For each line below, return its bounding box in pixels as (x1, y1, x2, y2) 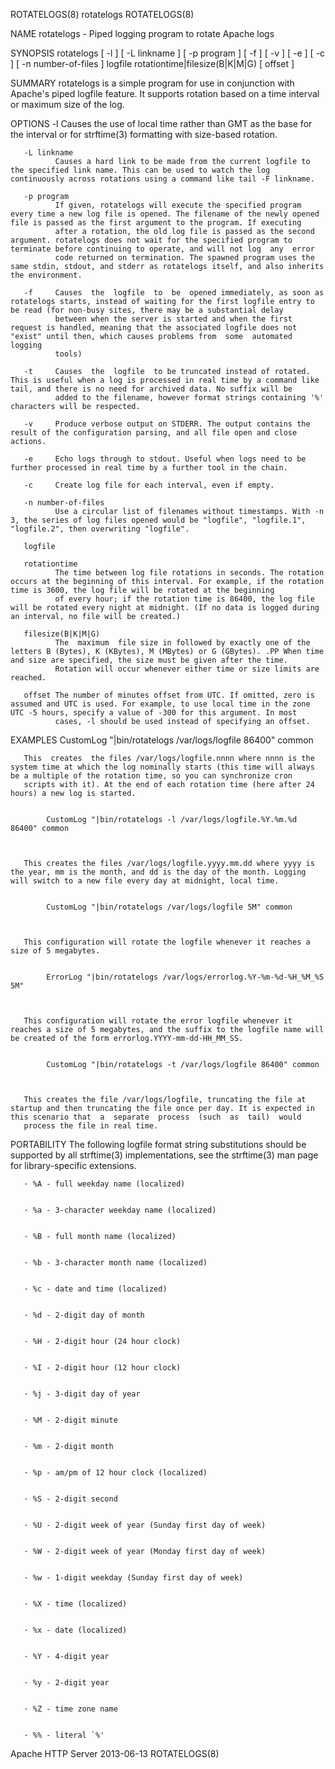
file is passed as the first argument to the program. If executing (10, 218, 302, 228)
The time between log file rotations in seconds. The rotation (54, 568, 325, 578)
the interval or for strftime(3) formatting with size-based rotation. (10, 129, 278, 140)
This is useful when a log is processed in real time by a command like (10, 375, 320, 385)
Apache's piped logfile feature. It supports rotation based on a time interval (10, 88, 320, 99)
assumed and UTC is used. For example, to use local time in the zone (10, 699, 311, 709)
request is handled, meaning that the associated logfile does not (10, 323, 298, 333)
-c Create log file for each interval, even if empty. (23, 480, 275, 490)
